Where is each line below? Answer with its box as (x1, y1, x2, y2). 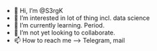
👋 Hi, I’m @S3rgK (13, 7, 64, 14)
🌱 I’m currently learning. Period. (13, 21, 105, 29)
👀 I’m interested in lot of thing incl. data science (13, 14, 150, 22)
